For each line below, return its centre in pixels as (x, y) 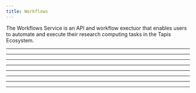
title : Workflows (27, 11)
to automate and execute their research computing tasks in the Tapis (88, 34)
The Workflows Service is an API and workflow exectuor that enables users (97, 28)
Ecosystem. (20, 40)
